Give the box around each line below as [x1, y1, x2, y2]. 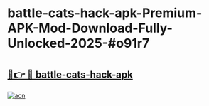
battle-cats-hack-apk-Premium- [7, 5, 203, 21]
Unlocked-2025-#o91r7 [7, 36, 150, 51]
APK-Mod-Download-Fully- [7, 20, 173, 36]
